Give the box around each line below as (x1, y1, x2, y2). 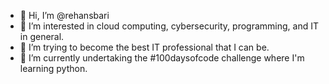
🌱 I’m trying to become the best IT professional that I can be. (19, 41, 270, 53)
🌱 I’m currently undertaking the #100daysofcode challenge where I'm (19, 52, 305, 64)
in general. (19, 31, 65, 42)
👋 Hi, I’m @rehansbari (19, 10, 110, 21)
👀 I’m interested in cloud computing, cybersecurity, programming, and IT (19, 20, 319, 32)
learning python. (19, 63, 88, 74)
